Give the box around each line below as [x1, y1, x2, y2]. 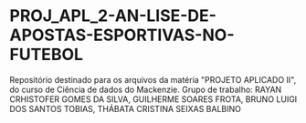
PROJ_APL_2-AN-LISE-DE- [9, 5, 217, 26]
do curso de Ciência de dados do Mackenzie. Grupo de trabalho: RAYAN [9, 84, 282, 95]
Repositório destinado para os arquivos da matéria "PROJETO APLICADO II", [9, 74, 297, 85]
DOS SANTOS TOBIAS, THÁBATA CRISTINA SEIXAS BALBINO [9, 103, 242, 114]
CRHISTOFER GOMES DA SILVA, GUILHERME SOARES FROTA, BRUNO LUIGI [9, 93, 298, 105]
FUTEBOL [9, 45, 84, 65]
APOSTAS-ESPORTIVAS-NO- [9, 25, 235, 46]
